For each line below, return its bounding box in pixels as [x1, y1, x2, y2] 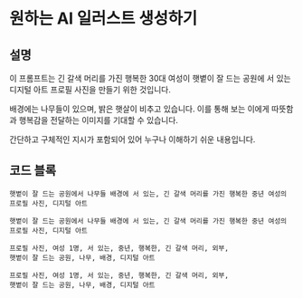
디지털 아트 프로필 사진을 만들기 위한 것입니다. [9, 84, 172, 95]
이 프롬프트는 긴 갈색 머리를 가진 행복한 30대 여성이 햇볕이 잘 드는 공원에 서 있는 [9, 73, 291, 83]
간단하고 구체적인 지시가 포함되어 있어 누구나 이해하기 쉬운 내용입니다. [9, 134, 256, 145]
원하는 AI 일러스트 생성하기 [9, 8, 198, 29]
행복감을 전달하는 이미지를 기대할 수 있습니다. [18, 115, 179, 125]
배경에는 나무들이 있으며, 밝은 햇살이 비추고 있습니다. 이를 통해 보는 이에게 [9, 103, 270, 114]
